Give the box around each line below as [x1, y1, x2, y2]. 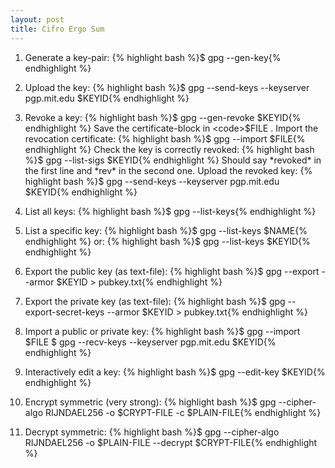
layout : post [10, 14, 65, 25]
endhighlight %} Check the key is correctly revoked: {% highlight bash [24, 143, 315, 155]
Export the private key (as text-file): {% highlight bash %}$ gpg [24, 295, 286, 307]
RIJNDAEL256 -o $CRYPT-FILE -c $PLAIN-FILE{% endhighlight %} [44, 406, 322, 418]
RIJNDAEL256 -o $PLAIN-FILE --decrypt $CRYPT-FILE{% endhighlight [24, 436, 318, 448]
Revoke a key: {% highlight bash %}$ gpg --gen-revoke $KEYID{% [24, 111, 302, 123]
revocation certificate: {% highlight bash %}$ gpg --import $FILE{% [24, 132, 306, 145]
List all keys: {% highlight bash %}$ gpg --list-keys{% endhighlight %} [24, 205, 317, 217]
